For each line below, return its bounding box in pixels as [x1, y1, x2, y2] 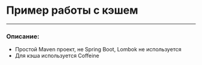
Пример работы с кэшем [6, 4, 138, 17]
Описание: [6, 32, 40, 41]
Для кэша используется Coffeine [14, 52, 99, 60]
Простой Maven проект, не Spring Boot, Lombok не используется [14, 46, 182, 53]
